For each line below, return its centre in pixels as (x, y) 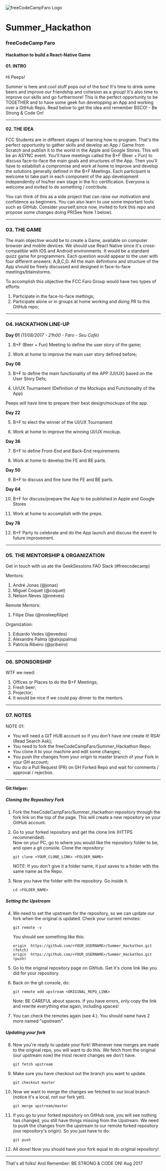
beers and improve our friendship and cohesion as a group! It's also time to (82, 92)
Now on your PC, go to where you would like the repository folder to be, (86, 843)
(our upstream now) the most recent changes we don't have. (74, 1055)
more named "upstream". (38, 1021)
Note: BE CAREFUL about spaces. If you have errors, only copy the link (85, 1001)
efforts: (13, 287)
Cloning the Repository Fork (35, 800)
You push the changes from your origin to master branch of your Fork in (86, 757)
